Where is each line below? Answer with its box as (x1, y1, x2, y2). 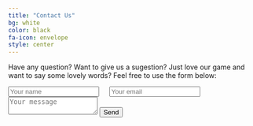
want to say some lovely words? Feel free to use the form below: (8, 71, 218, 80)
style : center (8, 41, 55, 49)
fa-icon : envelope (8, 33, 68, 42)
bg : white (8, 19, 41, 27)
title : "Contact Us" (8, 11, 76, 20)
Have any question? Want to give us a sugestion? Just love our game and (8, 62, 245, 72)
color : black (8, 26, 51, 34)
